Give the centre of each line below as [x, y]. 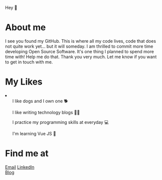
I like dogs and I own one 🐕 [40, 101]
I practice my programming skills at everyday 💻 [60, 122]
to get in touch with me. [29, 62]
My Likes [24, 82]
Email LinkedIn [20, 167]
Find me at [27, 154]
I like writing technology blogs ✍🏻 [46, 112]
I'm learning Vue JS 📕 [34, 133]
